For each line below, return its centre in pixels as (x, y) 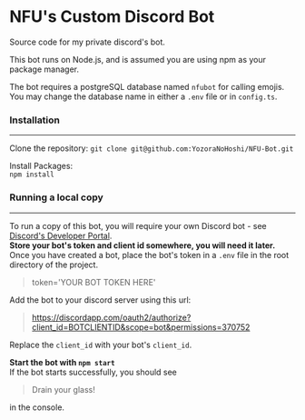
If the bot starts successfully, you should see (93, 372)
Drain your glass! (63, 389)
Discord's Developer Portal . (61, 235)
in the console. (37, 407)
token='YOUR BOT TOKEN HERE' (93, 282)
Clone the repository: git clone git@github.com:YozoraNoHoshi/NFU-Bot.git (152, 148)
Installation (35, 120)
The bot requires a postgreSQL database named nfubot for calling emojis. (147, 86)
